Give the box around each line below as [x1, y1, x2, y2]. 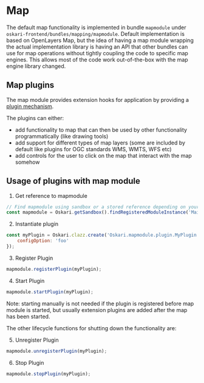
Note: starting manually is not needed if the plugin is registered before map [6, 300, 194, 307]
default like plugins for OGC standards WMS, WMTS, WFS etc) [15, 145, 172, 152]
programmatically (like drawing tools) [15, 132, 109, 140]
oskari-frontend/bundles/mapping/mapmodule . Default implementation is [6, 30, 185, 37]
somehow [15, 158, 40, 166]
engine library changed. [6, 62, 66, 70]
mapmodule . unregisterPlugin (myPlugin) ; [6, 348, 107, 354]
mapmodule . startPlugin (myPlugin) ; [6, 289, 94, 295]
